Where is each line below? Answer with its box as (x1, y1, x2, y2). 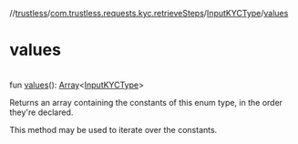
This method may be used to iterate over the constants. (9, 124, 218, 135)
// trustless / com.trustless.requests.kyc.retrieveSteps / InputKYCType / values (9, 8, 289, 18)
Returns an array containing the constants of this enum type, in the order (9, 97, 283, 108)
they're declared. (9, 107, 74, 118)
